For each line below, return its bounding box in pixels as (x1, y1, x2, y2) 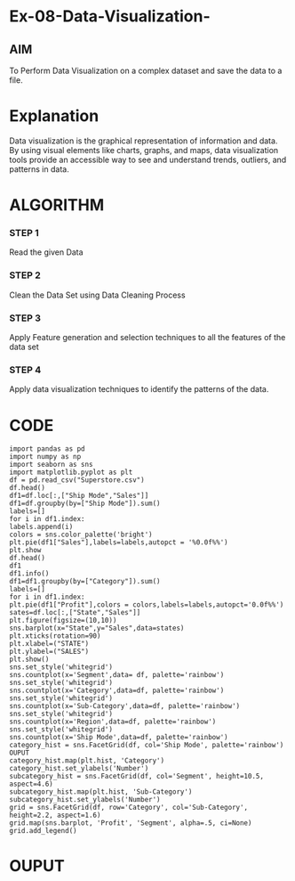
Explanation (9, 106, 100, 126)
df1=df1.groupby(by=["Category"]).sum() (9, 577, 162, 586)
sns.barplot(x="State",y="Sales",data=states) (9, 624, 185, 633)
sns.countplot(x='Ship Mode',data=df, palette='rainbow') (9, 733, 228, 742)
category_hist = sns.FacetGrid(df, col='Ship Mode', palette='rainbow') (9, 741, 284, 750)
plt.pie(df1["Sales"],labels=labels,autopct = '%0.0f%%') (9, 538, 228, 547)
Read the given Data (9, 247, 84, 257)
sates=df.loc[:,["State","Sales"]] (9, 608, 141, 617)
